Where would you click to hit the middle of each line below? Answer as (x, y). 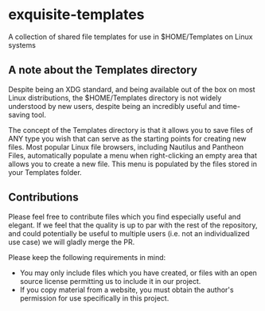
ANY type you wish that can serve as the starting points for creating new (127, 138)
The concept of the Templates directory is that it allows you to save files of (131, 130)
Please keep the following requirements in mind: (87, 257)
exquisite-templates (76, 15)
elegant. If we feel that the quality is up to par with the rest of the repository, (133, 225)
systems (22, 45)
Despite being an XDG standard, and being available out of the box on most (132, 89)
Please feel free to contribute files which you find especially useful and (125, 216)
